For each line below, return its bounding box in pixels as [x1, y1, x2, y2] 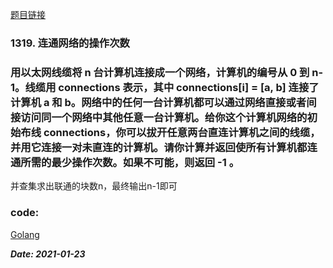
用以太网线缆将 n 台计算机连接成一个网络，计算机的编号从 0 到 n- [10, 65, 324, 79]
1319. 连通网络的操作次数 [10, 36, 130, 50]
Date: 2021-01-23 [10, 248, 86, 260]
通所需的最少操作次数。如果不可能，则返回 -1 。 [10, 155, 240, 169]
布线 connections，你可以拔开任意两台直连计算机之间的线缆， [20, 125, 321, 139]
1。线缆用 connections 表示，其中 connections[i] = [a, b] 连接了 [10, 80, 320, 94]
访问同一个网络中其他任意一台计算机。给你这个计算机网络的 [20, 110, 308, 124]
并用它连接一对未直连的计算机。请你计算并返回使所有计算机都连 [10, 140, 318, 154]
